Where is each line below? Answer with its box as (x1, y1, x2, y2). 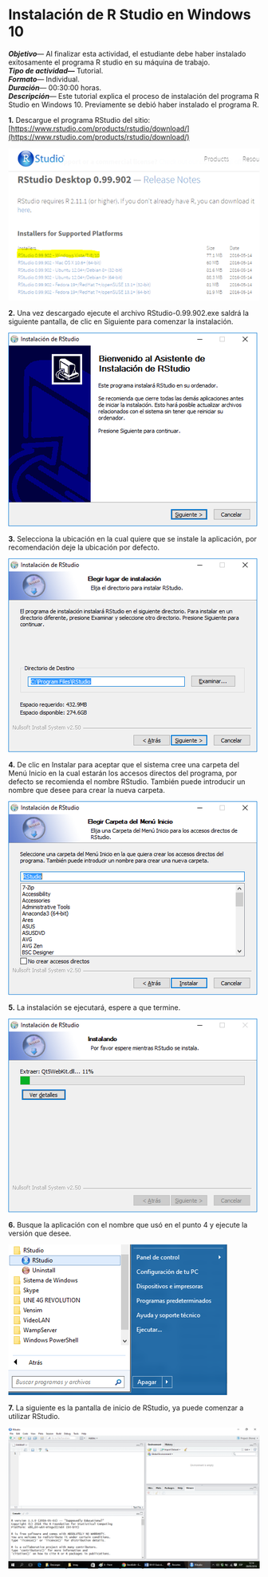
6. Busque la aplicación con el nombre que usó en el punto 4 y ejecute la (8, 1220, 248, 1230)
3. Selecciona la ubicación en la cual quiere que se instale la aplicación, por (8, 534, 258, 544)
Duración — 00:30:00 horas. (8, 82, 102, 93)
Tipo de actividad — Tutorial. (8, 65, 104, 75)
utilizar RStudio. (8, 1412, 61, 1421)
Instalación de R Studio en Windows (8, 6, 251, 24)
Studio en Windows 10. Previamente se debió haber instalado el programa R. (8, 100, 259, 109)
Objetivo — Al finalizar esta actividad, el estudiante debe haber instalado (8, 49, 246, 58)
